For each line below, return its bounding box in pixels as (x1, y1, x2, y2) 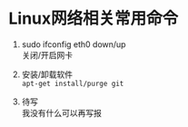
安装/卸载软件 (21, 69, 74, 80)
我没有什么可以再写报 (21, 107, 102, 118)
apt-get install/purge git (21, 79, 124, 88)
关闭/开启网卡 (21, 49, 74, 60)
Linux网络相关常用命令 (8, 8, 179, 29)
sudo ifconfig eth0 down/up (21, 38, 126, 50)
